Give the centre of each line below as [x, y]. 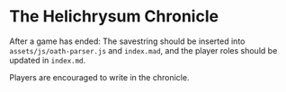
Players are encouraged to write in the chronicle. [99, 77]
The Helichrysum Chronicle [114, 17]
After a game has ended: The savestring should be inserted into [127, 41]
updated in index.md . [48, 60]
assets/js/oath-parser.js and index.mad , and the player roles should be [143, 50]
